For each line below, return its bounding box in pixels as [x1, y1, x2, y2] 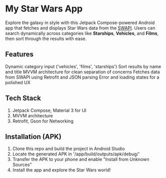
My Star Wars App [5, 3, 83, 15]
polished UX [5, 79, 31, 85]
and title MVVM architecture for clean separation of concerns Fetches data [5, 69, 160, 75]
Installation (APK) [5, 132, 62, 141]
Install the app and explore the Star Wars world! [12, 167, 111, 173]
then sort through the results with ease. [5, 36, 87, 42]
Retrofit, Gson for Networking [12, 118, 74, 124]
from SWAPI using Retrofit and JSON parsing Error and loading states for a [5, 74, 159, 80]
